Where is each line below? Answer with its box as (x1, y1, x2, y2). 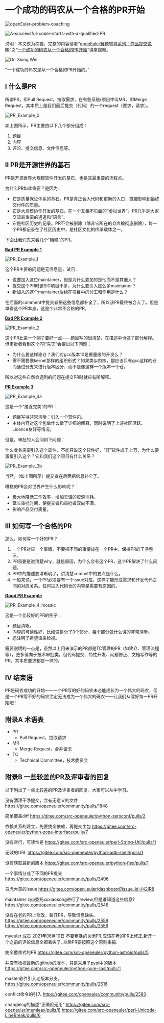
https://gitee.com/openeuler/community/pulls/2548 (5, 902, 109, 908)
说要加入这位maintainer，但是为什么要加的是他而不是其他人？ (12, 277, 137, 282)
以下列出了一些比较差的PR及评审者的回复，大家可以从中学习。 (5, 787, 131, 793)
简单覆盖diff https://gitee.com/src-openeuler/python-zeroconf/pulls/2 (5, 813, 146, 819)
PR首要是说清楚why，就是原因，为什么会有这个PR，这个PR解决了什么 (12, 559, 153, 564)
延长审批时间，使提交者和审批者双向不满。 (12, 500, 98, 506)
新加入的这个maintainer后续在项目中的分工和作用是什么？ (12, 289, 128, 295)
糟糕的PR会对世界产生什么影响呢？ (5, 484, 75, 489)
